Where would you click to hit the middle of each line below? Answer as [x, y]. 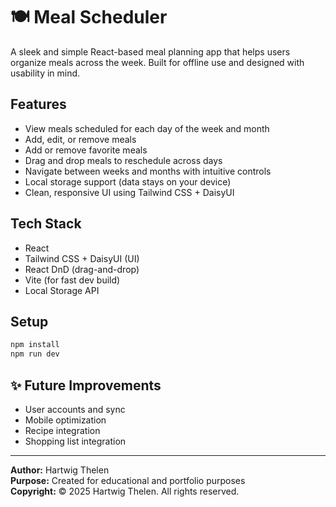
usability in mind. [45, 73]
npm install [35, 345]
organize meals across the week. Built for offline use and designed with [157, 62]
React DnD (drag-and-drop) [82, 269]
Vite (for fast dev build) [72, 280]
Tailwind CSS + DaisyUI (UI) [82, 258]
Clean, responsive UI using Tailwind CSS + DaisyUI [129, 192]
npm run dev [35, 354]
